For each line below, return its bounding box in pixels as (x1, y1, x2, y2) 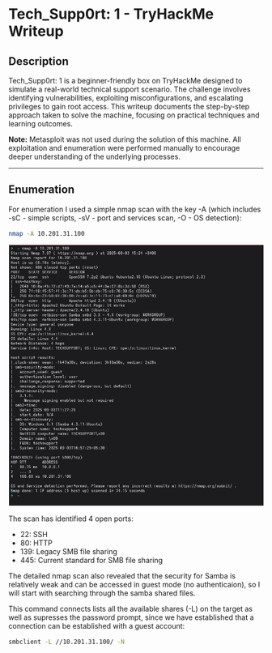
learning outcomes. (8, 119, 73, 128)
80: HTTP (19, 538, 53, 548)
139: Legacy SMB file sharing (19, 547, 117, 557)
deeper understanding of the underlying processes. (8, 152, 181, 161)
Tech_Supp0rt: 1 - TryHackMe (8, 5, 215, 23)
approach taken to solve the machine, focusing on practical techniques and (8, 110, 260, 120)
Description (8, 54, 69, 68)
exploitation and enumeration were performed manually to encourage (8, 143, 240, 152)
